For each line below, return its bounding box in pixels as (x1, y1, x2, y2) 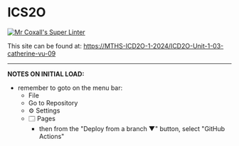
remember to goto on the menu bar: (17, 83, 123, 92)
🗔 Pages (28, 114, 55, 122)
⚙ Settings (28, 106, 60, 115)
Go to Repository (28, 98, 78, 107)
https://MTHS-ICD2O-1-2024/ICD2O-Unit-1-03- (83, 41, 224, 50)
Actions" (38, 132, 65, 140)
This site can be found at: (7, 41, 82, 50)
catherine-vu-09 (7, 49, 56, 58)
